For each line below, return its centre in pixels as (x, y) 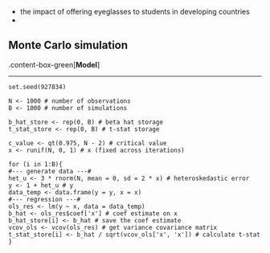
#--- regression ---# (45, 199)
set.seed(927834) (37, 87)
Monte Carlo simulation (68, 45)
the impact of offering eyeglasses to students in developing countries (135, 12)
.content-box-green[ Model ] (54, 64)
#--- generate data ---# (50, 171)
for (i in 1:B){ (35, 164)
